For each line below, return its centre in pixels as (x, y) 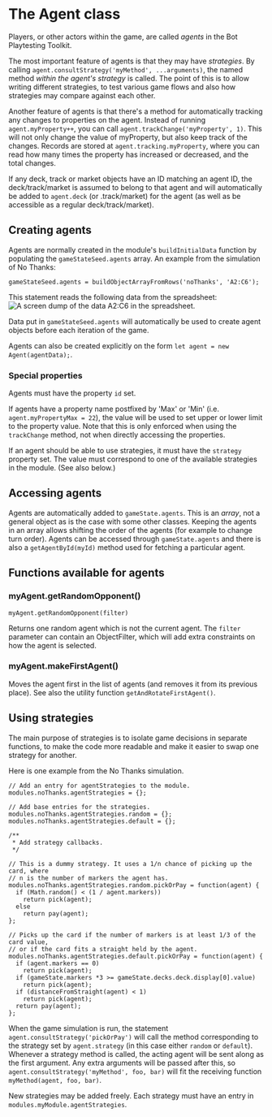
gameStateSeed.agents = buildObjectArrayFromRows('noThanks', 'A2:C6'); (134, 282)
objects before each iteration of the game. (79, 330)
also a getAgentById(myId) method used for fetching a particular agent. (127, 547)
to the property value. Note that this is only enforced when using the (123, 426)
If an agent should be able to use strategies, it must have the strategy (125, 451)
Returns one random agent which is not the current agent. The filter (125, 628)
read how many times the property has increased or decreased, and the (129, 154)
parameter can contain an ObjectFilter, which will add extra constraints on (132, 636)
